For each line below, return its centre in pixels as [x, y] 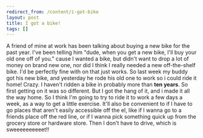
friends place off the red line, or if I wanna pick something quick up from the [101, 117]
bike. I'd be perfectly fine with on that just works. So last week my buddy [97, 72]
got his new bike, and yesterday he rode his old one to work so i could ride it [101, 78]
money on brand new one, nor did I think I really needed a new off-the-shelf [101, 65]
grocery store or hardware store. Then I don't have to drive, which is [92, 123]
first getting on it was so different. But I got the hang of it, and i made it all [98, 91]
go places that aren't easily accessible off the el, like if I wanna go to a [94, 110]
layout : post [23, 18]
